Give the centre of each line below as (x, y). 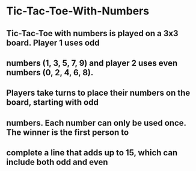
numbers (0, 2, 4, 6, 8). (50, 73)
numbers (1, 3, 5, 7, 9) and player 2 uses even (92, 63)
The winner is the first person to (68, 132)
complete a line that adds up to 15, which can (92, 153)
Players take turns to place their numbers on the (98, 93)
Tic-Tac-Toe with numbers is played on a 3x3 (92, 33)
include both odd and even (57, 162)
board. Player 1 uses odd (53, 42)
